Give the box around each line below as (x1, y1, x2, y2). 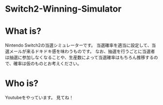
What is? (5, 26, 41, 37)
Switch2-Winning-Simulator (5, 3, 122, 15)
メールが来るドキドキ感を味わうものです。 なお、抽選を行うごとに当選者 (9, 49, 155, 54)
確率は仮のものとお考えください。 (13, 61, 82, 67)
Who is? (5, 78, 39, 89)
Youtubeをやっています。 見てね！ (5, 95, 74, 101)
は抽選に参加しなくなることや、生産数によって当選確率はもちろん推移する (5, 54, 154, 60)
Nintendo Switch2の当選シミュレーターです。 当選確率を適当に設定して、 (5, 42, 152, 48)
